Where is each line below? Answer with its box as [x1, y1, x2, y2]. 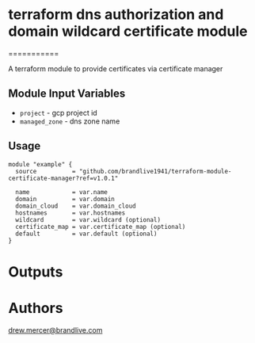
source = [15, 167, 77, 175]
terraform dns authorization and [8, 6, 224, 24]
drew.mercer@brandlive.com [8, 325, 103, 334]
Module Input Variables [8, 87, 126, 101]
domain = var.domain [15, 195, 115, 203]
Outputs [8, 263, 63, 280]
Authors [8, 299, 63, 317]
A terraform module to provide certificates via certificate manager [8, 63, 223, 73]
